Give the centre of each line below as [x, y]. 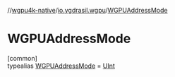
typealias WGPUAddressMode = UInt [61, 66]
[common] [22, 58]
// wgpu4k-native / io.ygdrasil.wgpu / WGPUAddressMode [87, 10]
